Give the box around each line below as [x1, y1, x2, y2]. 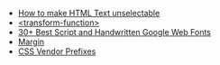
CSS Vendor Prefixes [17, 46, 96, 57]
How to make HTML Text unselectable [17, 8, 160, 18]
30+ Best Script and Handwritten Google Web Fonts [17, 27, 212, 37]
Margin [17, 36, 45, 47]
